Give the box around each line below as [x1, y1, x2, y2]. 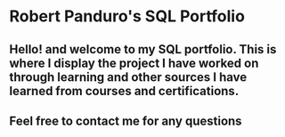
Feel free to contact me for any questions [9, 113, 242, 128]
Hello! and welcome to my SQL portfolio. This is [9, 42, 277, 57]
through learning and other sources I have [9, 69, 248, 85]
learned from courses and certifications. [9, 83, 240, 99]
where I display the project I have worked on [9, 55, 259, 70]
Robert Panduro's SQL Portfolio [9, 6, 245, 27]
